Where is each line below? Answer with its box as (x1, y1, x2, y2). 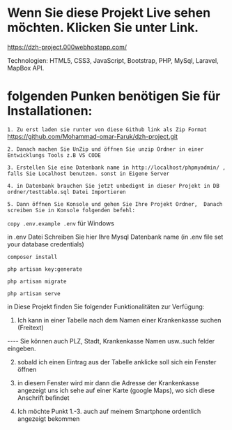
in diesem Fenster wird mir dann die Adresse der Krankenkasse (17, 378, 200, 387)
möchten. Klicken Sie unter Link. (7, 20, 199, 36)
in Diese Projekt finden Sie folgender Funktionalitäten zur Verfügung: (7, 302, 205, 311)
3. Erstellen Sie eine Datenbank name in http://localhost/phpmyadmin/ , (7, 164, 226, 171)
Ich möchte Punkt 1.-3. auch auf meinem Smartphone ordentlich (17, 407, 201, 415)
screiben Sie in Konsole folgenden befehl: (7, 207, 136, 214)
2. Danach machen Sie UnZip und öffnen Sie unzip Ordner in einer (7, 145, 204, 153)
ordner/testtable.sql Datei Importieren (7, 188, 127, 195)
